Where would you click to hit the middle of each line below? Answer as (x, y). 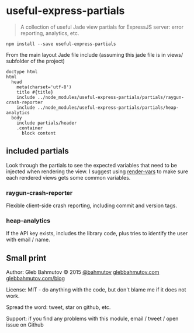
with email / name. (28, 240)
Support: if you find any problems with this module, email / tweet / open (92, 319)
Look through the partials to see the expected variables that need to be (91, 165)
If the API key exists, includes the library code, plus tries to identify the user (97, 234)
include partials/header (47, 123)
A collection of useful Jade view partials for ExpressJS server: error (102, 27)
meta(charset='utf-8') (44, 87)
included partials (37, 151)
